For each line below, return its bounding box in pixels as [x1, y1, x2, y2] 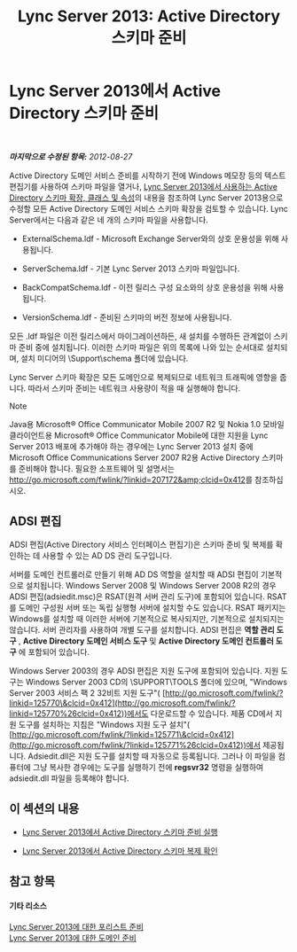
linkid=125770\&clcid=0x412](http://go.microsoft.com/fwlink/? [9, 698, 237, 708]
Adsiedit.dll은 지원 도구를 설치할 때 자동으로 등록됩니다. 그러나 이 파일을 [27, 751, 277, 761]
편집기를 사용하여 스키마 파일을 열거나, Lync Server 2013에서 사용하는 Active [9, 181, 277, 191]
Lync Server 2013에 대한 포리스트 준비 [9, 922, 145, 932]
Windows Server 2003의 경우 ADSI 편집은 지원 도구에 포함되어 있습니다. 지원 [9, 665, 279, 675]
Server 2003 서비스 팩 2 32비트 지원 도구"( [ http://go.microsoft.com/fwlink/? [9, 687, 284, 698]
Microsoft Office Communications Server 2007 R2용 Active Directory [9, 452, 260, 463]
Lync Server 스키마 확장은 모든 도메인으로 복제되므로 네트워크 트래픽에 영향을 [9, 371, 277, 382]
